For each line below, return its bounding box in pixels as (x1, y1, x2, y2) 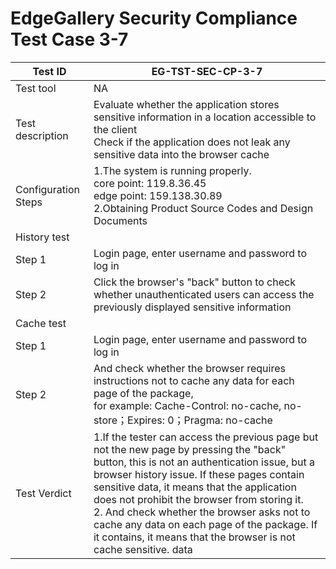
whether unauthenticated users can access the (93, 287, 315, 301)
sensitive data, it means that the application (93, 480, 297, 494)
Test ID (32, 64, 67, 78)
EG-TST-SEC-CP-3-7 (151, 64, 263, 78)
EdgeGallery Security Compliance (10, 7, 298, 30)
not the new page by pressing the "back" (93, 442, 287, 456)
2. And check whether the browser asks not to (93, 505, 311, 519)
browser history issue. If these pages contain (93, 467, 305, 481)
